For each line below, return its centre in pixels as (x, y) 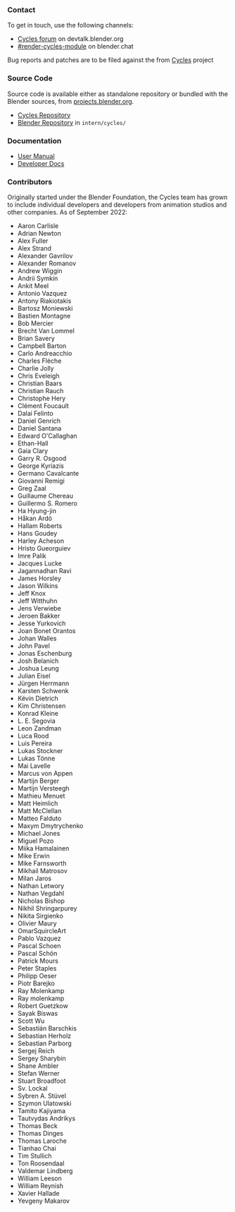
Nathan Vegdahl (41, 894)
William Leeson (39, 1178)
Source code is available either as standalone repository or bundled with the (118, 94)
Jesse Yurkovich (42, 623)
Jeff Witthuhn (37, 601)
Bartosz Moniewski (45, 308)
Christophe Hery (42, 398)
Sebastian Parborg (44, 1043)
